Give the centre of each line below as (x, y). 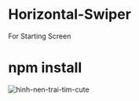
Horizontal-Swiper (70, 14)
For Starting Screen (40, 36)
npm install (45, 68)
